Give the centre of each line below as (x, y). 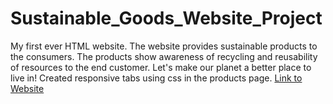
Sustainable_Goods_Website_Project (166, 18)
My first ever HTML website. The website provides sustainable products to (164, 46)
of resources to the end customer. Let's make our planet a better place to (161, 67)
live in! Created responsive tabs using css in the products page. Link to (156, 78)
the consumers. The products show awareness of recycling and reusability (164, 56)
